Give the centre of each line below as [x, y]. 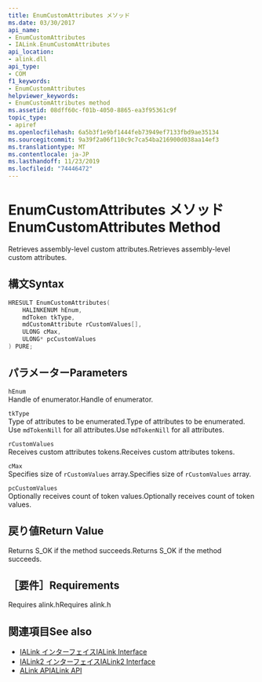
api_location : [31, 52]
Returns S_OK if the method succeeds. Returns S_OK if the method [115, 550]
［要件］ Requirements [64, 585]
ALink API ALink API [51, 671]
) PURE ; [21, 346]
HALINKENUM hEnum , [52, 310]
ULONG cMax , [42, 332]
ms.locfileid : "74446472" [50, 169]
